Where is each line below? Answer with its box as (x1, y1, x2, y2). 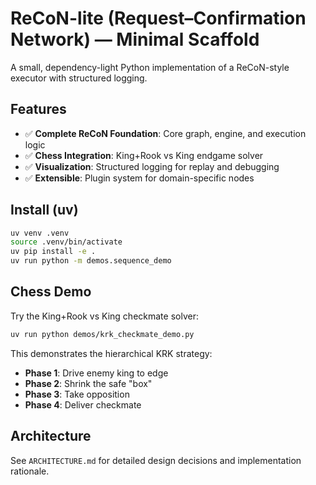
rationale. (10, 465, 50, 477)
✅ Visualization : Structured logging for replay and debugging (24, 160, 280, 172)
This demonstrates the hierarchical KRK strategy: (10, 347, 213, 359)
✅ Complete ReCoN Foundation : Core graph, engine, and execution (24, 127, 307, 139)
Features (10, 101, 67, 118)
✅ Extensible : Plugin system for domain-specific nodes (24, 172, 255, 184)
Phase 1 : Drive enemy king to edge (24, 367, 169, 379)
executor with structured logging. (10, 72, 148, 84)
